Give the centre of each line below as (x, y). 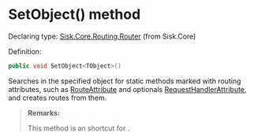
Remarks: (44, 112)
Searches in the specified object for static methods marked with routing (125, 81)
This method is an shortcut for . (78, 128)
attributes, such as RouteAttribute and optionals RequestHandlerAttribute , (127, 89)
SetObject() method (75, 15)
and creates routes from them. (58, 98)
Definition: (25, 51)
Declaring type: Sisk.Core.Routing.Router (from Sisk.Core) (102, 36)
